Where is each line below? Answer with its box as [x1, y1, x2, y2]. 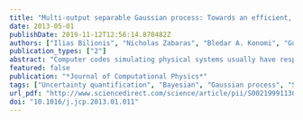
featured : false [9, 64, 70, 73]
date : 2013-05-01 [9, 22, 75, 31]
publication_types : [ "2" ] [9, 47, 106, 56]
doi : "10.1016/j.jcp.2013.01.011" [9, 97, 140, 106]
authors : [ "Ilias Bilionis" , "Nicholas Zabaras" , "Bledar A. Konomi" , [9, 38, 280, 48]
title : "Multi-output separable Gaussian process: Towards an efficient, [9, 13, 293, 23]
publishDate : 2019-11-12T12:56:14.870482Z [9, 30, 171, 39]
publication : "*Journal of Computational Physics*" [9, 72, 207, 81]
